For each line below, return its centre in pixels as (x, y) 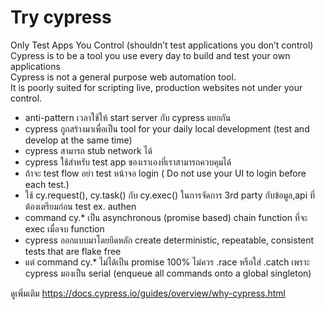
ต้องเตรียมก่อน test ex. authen (80, 206)
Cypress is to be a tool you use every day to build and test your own (150, 55)
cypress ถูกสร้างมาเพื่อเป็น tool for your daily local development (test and (167, 128)
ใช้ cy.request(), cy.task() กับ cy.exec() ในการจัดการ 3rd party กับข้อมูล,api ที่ (170, 195)
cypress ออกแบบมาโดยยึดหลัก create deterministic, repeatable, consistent (169, 240)
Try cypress (61, 17)
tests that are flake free (73, 251)
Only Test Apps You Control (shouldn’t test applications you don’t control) (162, 45)
